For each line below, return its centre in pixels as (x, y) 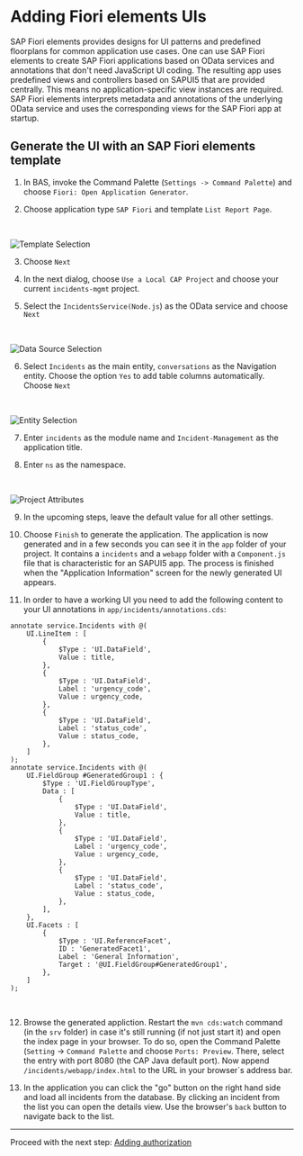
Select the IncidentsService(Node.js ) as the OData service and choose (156, 306)
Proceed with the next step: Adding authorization (101, 1142)
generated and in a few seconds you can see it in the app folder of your (155, 544)
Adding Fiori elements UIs (108, 17)
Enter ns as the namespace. (75, 465)
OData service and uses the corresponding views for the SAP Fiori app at (146, 108)
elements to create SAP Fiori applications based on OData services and (143, 60)
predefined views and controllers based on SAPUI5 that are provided (138, 79)
